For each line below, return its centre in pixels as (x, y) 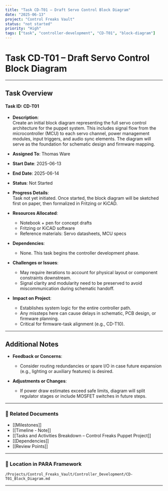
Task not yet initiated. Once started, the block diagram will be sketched (85, 198)
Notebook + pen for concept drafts (56, 223)
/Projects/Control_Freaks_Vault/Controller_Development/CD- (69, 474)
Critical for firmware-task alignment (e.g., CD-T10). (72, 324)
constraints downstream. (45, 278)
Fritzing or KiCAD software (47, 228)
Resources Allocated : (35, 213)
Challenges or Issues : (35, 263)
